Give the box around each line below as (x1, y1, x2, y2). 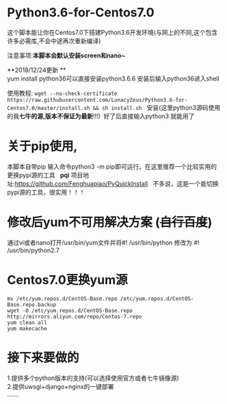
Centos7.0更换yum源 (7, 272, 128, 288)
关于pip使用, (7, 139, 78, 154)
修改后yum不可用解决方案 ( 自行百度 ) (7, 215, 213, 230)
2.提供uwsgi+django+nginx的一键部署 (7, 382, 114, 390)
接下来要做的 (7, 350, 80, 365)
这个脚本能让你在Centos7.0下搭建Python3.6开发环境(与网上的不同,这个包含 (7, 28, 217, 36)
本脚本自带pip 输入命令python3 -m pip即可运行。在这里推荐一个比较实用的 (7, 162, 217, 170)
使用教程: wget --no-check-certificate (7, 89, 118, 97)
